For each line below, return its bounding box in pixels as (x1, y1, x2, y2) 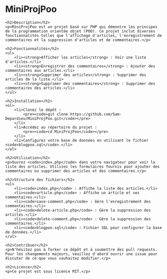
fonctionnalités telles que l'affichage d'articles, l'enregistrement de (5, 33, 162, 38)
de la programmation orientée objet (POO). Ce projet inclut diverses (5, 28, 155, 33)
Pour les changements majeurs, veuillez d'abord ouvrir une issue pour (5, 251, 157, 257)
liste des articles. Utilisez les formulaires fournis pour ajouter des (5, 164, 160, 169)
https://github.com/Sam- (69, 111, 122, 117)
